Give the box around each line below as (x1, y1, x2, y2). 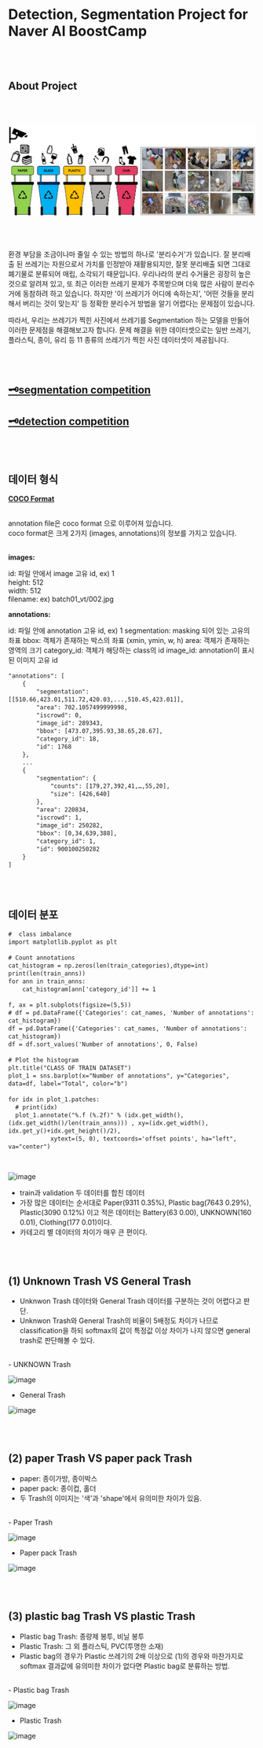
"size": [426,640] (49, 790, 111, 798)
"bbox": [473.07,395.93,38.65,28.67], (36, 727, 163, 735)
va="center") (8, 1143, 51, 1151)
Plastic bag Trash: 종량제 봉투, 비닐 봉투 (19, 1632, 145, 1641)
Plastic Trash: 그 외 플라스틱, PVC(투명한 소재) (19, 1641, 164, 1650)
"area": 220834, (36, 806, 89, 814)
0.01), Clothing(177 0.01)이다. (19, 1218, 112, 1227)
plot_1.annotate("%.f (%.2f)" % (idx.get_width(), (15, 1111, 184, 1119)
